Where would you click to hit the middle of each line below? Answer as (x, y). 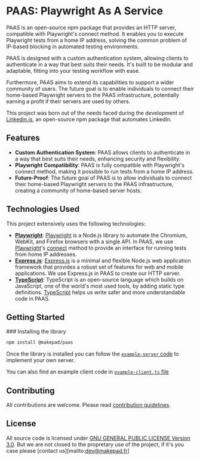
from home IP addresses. (46, 254)
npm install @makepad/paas (40, 342)
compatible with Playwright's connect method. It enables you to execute (95, 33)
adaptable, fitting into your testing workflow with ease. (73, 70)
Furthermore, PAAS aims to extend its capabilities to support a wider (90, 82)
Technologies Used (43, 209)
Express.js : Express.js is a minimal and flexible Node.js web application (103, 260)
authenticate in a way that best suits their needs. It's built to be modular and (99, 64)
